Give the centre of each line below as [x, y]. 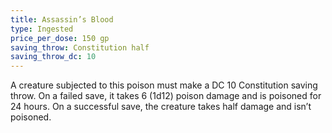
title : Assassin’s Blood [62, 19]
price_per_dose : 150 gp [60, 38]
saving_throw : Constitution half [80, 47]
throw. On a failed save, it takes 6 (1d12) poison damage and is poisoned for [166, 96]
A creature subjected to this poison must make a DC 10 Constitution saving [164, 85]
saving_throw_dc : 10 [53, 57]
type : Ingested [42, 29]
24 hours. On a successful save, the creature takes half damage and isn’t [161, 107]
